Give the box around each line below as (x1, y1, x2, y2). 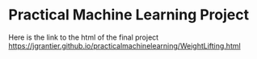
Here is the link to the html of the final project (8, 32, 159, 42)
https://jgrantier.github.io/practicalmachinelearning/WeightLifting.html (8, 40, 241, 50)
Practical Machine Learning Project (8, 6, 249, 24)
